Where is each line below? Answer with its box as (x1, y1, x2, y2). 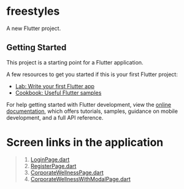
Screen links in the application (6, 135, 164, 149)
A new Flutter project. (6, 25, 61, 32)
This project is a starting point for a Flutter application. (6, 58, 144, 66)
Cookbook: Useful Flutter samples (15, 89, 102, 96)
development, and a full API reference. (6, 114, 104, 121)
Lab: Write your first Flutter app (15, 82, 95, 90)
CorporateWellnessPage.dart (30, 169, 104, 176)
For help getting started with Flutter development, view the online (6, 101, 172, 108)
